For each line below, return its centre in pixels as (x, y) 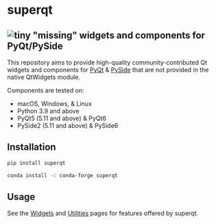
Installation (32, 147)
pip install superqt (37, 163)
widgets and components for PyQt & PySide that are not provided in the (108, 70)
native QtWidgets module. (44, 77)
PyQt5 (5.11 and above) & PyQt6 (61, 118)
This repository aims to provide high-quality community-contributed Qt (107, 63)
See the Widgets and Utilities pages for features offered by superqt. (103, 213)
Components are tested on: (46, 90)
